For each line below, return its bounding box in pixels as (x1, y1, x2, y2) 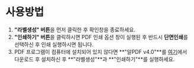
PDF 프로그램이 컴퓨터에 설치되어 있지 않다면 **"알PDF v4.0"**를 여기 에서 (14, 48, 187, 55)
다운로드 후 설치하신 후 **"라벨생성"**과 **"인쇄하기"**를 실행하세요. (14, 56, 175, 63)
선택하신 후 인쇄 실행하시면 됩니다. (14, 41, 94, 48)
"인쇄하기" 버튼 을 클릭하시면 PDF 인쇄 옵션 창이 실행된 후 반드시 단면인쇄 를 (14, 33, 188, 40)
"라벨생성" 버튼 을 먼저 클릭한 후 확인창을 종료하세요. (14, 26, 136, 33)
